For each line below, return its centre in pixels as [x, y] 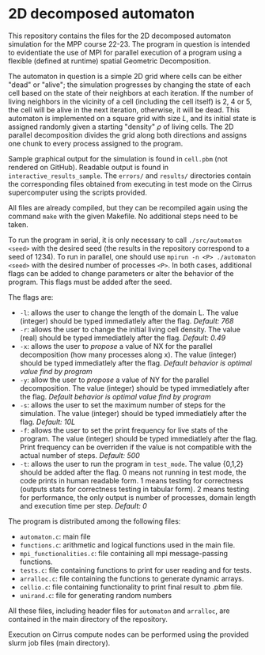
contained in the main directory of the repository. [88, 619]
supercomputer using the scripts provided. [78, 192]
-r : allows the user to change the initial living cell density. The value [130, 329]
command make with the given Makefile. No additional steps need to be [123, 216]
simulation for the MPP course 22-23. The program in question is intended [129, 44]
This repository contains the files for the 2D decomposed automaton [120, 36]
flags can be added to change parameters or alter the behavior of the [121, 273]
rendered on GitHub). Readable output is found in [88, 167]
